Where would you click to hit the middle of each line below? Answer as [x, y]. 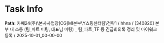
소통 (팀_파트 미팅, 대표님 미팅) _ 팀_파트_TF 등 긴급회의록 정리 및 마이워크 [86, 29]
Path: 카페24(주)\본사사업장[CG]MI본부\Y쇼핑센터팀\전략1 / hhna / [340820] [79, 23]
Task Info [24, 9]
